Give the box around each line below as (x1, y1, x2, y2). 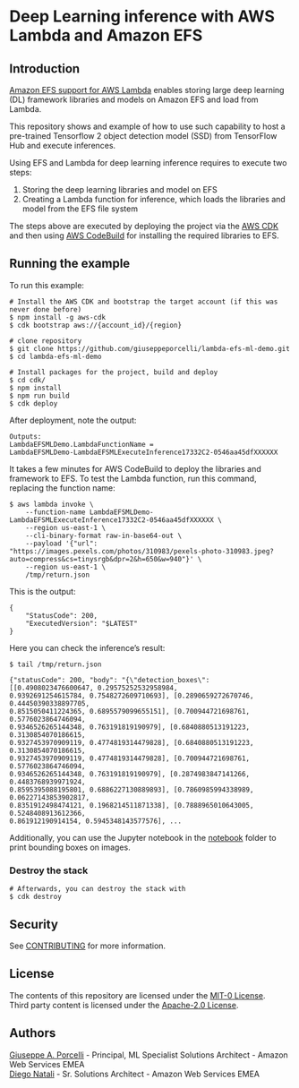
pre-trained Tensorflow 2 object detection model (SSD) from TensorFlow (9, 131, 278, 141)
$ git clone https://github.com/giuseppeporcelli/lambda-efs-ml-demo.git (9, 344, 291, 353)
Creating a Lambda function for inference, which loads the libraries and (21, 194, 286, 204)
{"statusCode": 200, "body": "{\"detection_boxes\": (9, 675, 210, 684)
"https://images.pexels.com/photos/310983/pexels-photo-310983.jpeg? (9, 546, 275, 556)
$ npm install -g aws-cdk (9, 313, 106, 321)
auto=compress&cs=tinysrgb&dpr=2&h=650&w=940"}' (9, 554, 194, 563)
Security (9, 916, 58, 932)
